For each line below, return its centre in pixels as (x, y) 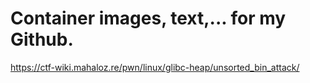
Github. (42, 39)
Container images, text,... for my (148, 18)
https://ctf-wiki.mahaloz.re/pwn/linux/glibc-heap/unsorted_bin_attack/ (155, 67)
